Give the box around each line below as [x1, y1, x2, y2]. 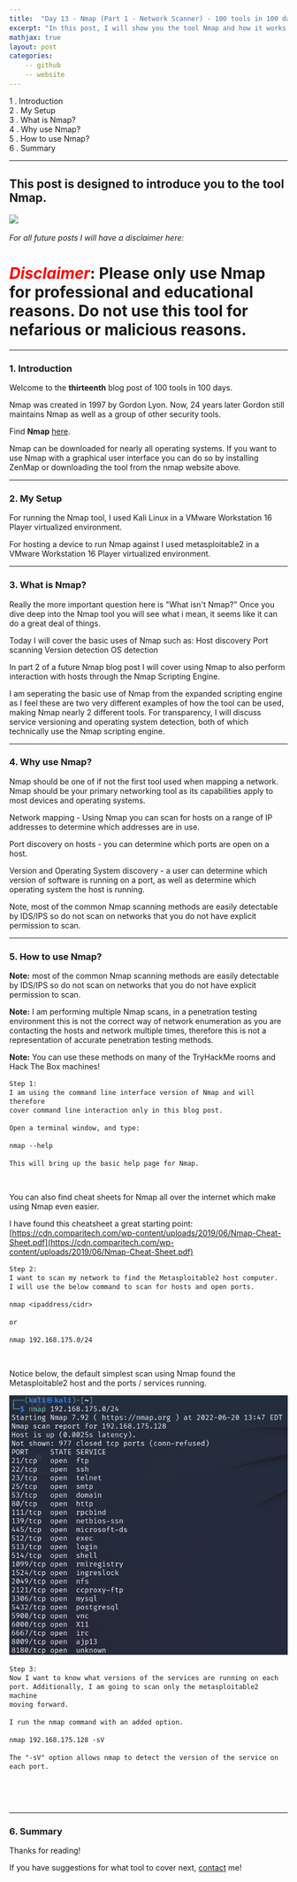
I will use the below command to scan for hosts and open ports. [9, 1283, 255, 1292]
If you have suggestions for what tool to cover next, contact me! [9, 1863, 242, 1873]
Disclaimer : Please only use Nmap [9, 263, 266, 283]
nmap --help [9, 1142, 53, 1151]
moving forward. [9, 1701, 69, 1709]
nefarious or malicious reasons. [9, 320, 247, 340]
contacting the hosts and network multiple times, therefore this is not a [9, 1025, 267, 1036]
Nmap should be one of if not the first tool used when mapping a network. [9, 775, 279, 787]
